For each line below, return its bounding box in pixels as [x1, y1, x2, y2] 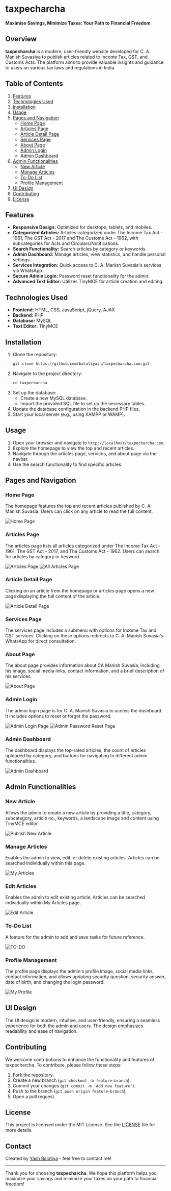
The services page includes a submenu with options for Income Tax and [5, 627, 157, 633]
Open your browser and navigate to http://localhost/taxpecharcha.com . [12, 439, 165, 445]
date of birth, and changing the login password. [5, 979, 105, 985]
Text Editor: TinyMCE [12, 323, 59, 329]
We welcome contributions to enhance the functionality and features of [5, 1056, 155, 1062]
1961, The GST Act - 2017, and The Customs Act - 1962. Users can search [5, 548, 160, 554]
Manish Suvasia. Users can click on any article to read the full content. [5, 508, 153, 514]
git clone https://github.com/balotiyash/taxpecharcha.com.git [12, 361, 150, 366]
